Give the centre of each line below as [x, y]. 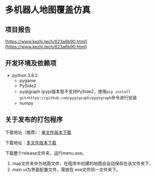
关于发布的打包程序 [34, 120]
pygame [28, 80]
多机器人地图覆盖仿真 [48, 10]
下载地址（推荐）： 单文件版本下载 [38, 132]
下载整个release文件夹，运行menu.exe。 [46, 153]
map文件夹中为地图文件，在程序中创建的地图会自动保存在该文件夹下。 [83, 163]
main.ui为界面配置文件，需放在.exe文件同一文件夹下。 [66, 169]
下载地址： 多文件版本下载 [31, 142]
